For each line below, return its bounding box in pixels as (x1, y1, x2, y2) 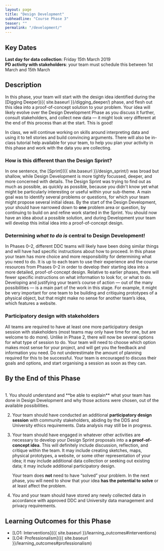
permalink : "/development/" (5, 25, 62, 30)
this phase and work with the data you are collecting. (5, 145, 112, 150)
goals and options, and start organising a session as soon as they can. (5, 360, 146, 366)
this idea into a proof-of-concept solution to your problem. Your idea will (5, 104, 150, 110)
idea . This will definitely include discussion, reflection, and (30, 443, 148, 448)
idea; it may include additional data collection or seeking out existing (12, 458, 150, 464)
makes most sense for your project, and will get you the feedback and (5, 344, 146, 350)
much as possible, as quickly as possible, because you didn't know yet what (5, 184, 159, 190)
